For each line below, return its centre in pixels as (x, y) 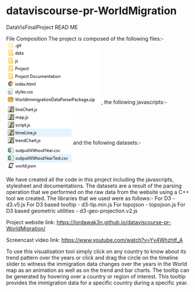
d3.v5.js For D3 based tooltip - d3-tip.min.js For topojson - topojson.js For (96, 204)
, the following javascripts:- (134, 102)
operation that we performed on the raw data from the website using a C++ (98, 192)
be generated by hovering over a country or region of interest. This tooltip (96, 276)
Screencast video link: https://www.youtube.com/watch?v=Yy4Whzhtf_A (95, 239)
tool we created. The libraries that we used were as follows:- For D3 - (91, 198)
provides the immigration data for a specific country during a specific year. (97, 283)
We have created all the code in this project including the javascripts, (90, 179)
